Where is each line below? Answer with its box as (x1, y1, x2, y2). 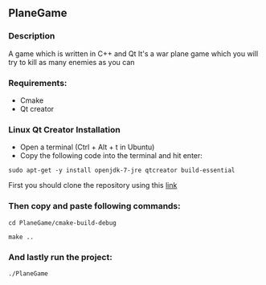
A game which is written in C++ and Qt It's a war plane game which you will (8, 48, 259, 59)
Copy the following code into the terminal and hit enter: (19, 151, 203, 161)
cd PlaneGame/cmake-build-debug (8, 218, 117, 227)
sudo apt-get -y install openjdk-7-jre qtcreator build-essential (8, 166, 235, 175)
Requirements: (8, 77, 68, 88)
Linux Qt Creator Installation (8, 124, 121, 135)
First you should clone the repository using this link (8, 181, 178, 190)
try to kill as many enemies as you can (8, 57, 135, 67)
